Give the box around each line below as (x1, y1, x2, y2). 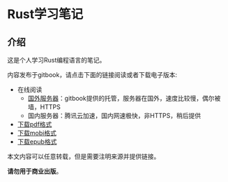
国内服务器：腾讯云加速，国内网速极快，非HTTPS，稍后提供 (27, 112, 201, 119)
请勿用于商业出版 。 (7, 167, 63, 175)
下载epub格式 (17, 138, 57, 146)
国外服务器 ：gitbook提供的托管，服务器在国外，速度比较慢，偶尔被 (27, 94, 221, 102)
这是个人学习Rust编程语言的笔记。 (7, 56, 106, 64)
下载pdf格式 (17, 120, 52, 129)
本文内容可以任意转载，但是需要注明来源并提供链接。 (7, 152, 160, 160)
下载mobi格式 (17, 129, 57, 137)
